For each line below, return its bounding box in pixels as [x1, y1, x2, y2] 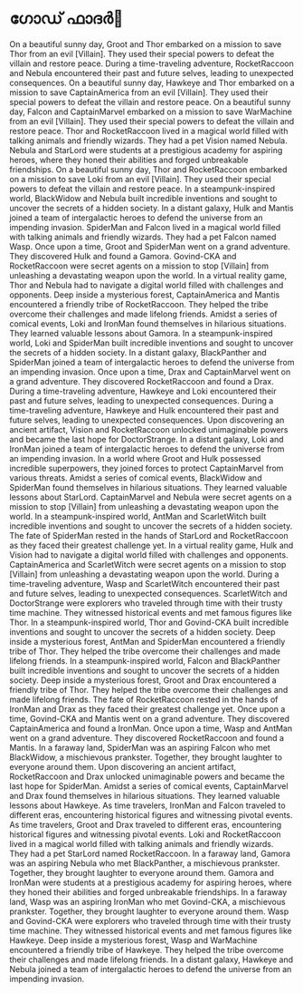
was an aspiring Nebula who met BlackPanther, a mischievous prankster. [9, 857, 280, 869]
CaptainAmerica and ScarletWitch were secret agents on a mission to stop [9, 559, 287, 570]
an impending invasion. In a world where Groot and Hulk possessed [9, 453, 261, 463]
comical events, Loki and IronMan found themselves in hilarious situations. [9, 317, 287, 329]
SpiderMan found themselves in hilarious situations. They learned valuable [9, 482, 288, 492]
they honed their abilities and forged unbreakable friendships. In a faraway [9, 886, 288, 897]
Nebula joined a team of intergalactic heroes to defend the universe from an [9, 963, 292, 974]
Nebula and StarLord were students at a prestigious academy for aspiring [9, 144, 283, 155]
